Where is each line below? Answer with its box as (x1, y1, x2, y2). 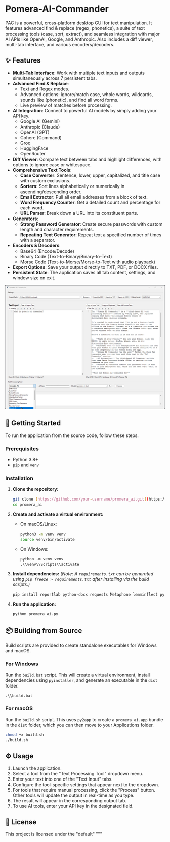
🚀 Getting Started (5, 419, 61, 427)
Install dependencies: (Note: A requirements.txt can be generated (12, 570, 153, 577)
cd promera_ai (12, 502, 42, 507)
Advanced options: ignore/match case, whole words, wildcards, (20, 91, 153, 97)
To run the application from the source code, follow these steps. (5, 432, 139, 439)
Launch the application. (12, 765, 62, 771)
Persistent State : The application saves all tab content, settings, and (12, 269, 156, 275)
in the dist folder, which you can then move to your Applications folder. (5, 722, 154, 728)
